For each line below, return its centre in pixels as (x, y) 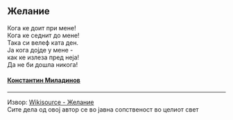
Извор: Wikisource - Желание (51, 102)
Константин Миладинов (44, 80)
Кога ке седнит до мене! (43, 35)
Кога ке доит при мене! (42, 28)
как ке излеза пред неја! (43, 57)
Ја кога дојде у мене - (40, 50)
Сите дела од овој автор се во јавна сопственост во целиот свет (103, 110)
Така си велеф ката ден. (43, 42)
